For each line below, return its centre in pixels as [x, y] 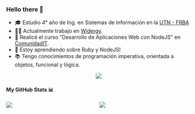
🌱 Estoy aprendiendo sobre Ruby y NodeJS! [68, 50]
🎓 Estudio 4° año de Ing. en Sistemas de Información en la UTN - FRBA [102, 22]
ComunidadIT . [31, 43]
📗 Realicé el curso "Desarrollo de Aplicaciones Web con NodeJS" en [97, 37]
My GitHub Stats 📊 [30, 89]
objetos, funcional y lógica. [47, 65]
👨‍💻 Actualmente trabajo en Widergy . [58, 31]
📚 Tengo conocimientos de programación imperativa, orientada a [94, 56]
